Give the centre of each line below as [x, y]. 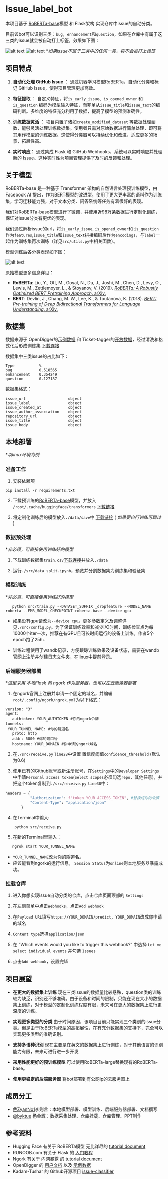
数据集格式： [18, 389]
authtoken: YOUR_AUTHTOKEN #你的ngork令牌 [55, 719]
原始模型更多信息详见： [29, 272]
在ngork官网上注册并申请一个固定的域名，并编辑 [62, 694]
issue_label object [43, 403]
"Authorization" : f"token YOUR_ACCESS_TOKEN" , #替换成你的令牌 [95, 798]
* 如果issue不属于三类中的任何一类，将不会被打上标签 [101, 51]
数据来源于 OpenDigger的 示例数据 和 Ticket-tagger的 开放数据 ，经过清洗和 [82, 339]
